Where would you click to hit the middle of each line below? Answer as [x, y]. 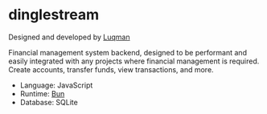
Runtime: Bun [42, 93]
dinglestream [54, 15]
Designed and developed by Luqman [69, 37]
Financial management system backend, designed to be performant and [128, 52]
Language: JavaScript [56, 85]
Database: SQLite [49, 102]
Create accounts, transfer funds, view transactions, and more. [111, 69]
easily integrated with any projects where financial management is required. [134, 61]
